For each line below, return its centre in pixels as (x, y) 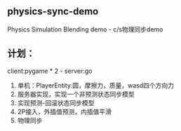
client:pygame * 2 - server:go (50, 71)
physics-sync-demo (53, 12)
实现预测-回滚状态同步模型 (56, 103)
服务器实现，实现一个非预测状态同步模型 (76, 94)
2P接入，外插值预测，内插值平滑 (65, 111)
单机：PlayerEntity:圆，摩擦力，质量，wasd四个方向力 (95, 85)
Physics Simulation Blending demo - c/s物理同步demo (85, 29)
